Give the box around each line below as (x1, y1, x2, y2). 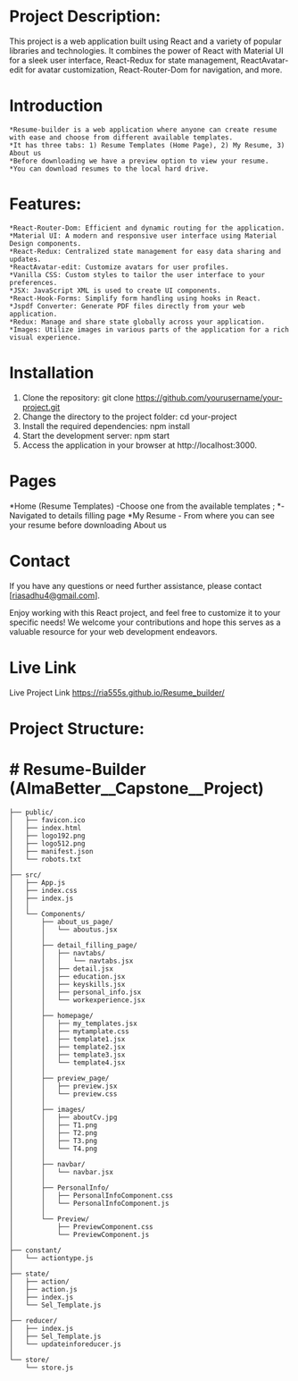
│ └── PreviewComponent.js (9, 1230, 150, 1239)
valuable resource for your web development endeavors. (9, 626, 218, 636)
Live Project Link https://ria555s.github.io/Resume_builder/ (9, 686, 225, 698)
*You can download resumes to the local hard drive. (9, 164, 210, 173)
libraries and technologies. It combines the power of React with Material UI (9, 45, 284, 55)
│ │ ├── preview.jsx (9, 1082, 118, 1090)
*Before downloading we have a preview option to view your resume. (9, 156, 269, 165)
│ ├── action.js (9, 1284, 78, 1293)
